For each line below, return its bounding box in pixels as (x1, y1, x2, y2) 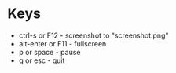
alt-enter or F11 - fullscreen (18, 38, 107, 48)
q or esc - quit (18, 56, 65, 65)
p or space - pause (18, 47, 81, 57)
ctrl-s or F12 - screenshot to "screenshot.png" (18, 31, 169, 40)
